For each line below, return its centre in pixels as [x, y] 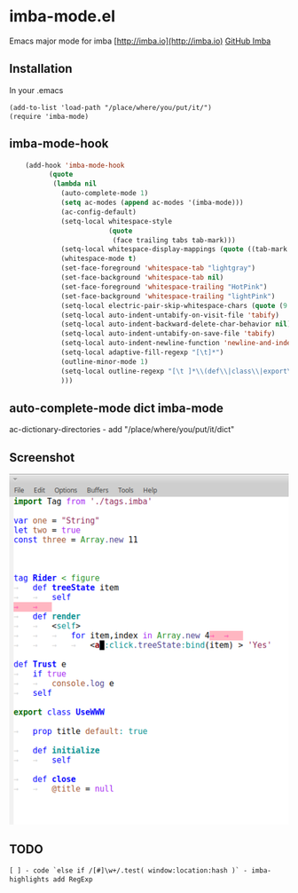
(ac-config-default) [99, 212]
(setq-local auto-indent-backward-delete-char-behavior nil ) [176, 324]
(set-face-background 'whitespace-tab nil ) [142, 278]
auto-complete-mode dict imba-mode [116, 408]
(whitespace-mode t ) [99, 259]
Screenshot [42, 458]
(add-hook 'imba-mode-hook [75, 165]
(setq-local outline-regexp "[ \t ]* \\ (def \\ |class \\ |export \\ [178, 371]
